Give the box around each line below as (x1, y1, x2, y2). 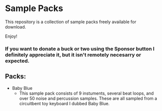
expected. (5, 57, 30, 64)
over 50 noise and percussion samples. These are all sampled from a (19, 95, 158, 101)
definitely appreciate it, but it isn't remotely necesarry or (5, 51, 142, 58)
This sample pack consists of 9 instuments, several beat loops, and (19, 90, 154, 96)
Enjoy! (5, 33, 18, 39)
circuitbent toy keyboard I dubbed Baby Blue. (19, 100, 110, 106)
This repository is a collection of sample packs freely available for (5, 19, 137, 25)
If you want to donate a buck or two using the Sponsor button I (5, 45, 155, 52)
